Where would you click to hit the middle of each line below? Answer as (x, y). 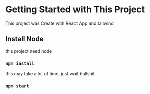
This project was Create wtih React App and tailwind (60, 23)
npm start (17, 86)
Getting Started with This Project (75, 9)
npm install (20, 63)
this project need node (29, 51)
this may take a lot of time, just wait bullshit (50, 74)
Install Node (24, 39)
